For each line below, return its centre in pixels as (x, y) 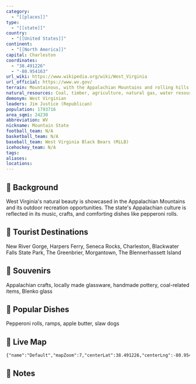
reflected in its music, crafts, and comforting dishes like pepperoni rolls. (92, 213)
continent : (19, 44)
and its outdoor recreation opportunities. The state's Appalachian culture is (96, 207)
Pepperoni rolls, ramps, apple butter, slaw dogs (63, 324)
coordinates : (22, 60)
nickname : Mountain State (37, 126)
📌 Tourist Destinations (47, 232)
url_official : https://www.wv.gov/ (49, 82)
